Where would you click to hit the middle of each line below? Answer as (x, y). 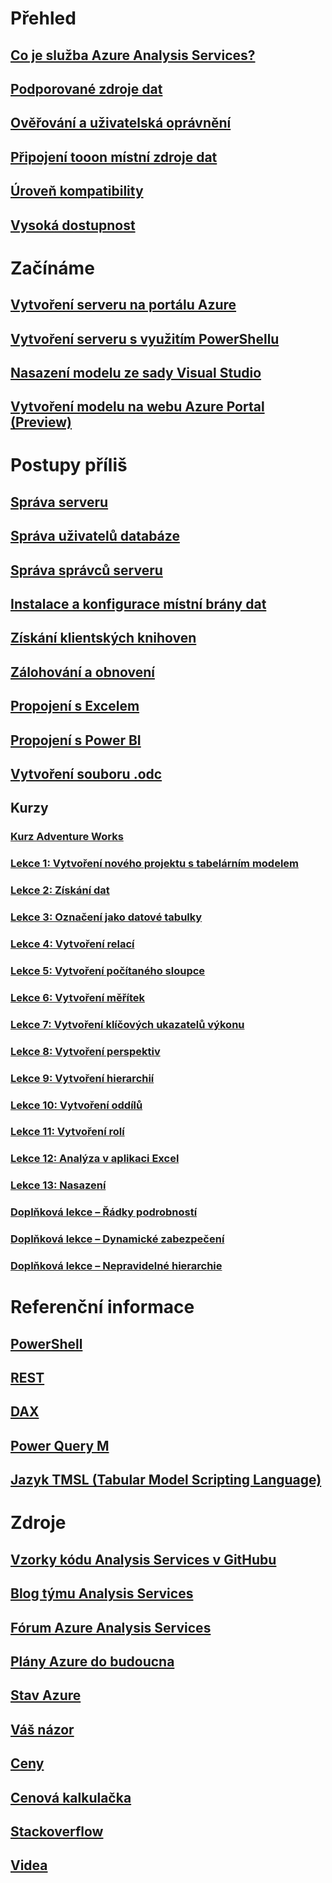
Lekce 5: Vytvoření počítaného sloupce (108, 970)
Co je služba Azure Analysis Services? (133, 55)
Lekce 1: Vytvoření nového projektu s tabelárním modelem (155, 864)
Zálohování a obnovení (82, 672)
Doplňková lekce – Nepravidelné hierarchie (116, 1266)
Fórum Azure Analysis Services (111, 1627)
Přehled (43, 18)
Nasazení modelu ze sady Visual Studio (136, 372)
